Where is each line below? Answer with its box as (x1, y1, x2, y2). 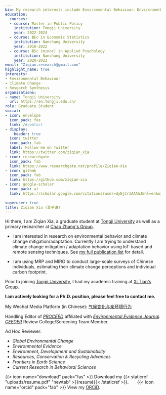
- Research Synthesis (5, 85, 50, 90)
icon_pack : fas (9, 117, 41, 123)
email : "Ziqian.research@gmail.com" (5, 62, 81, 67)
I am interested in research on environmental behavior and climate (12, 233, 147, 239)
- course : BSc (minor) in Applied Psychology (9, 48, 105, 53)
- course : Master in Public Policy (9, 21, 83, 26)
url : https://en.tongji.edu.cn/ (9, 99, 77, 104)
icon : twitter (9, 136, 39, 141)
